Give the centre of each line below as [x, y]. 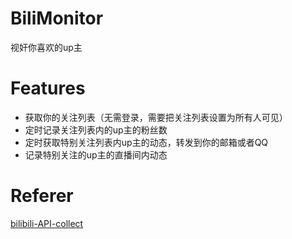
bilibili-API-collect [47, 223]
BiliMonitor [57, 18]
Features [48, 88]
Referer [42, 196]
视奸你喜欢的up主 [46, 47]
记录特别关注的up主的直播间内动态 [96, 154]
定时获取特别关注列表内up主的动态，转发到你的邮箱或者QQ [146, 142]
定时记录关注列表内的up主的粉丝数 [96, 129]
